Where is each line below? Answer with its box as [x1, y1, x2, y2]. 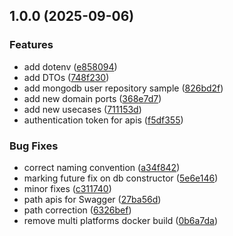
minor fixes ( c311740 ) [23, 182, 112, 194]
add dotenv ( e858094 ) [23, 60, 118, 73]
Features [9, 38, 54, 52]
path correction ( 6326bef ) [23, 204, 132, 216]
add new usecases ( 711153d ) [23, 103, 142, 115]
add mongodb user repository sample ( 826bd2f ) [23, 82, 224, 94]
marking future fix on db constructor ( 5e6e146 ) [23, 172, 219, 184]
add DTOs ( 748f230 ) [23, 71, 110, 83]
